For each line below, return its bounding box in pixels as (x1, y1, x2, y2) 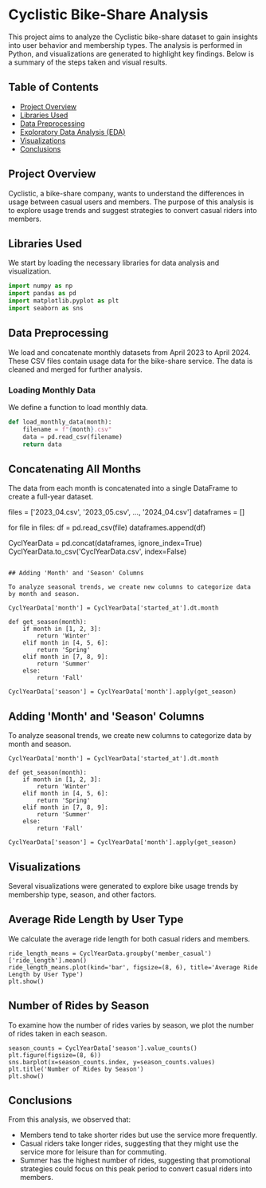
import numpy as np (8, 282, 73, 290)
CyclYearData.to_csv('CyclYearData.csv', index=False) (8, 547, 187, 556)
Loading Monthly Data (8, 385, 96, 396)
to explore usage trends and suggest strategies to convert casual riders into (8, 205, 257, 215)
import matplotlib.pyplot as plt (8, 297, 119, 305)
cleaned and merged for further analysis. (8, 365, 143, 374)
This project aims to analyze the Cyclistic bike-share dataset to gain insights (8, 32, 259, 41)
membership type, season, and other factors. (8, 890, 157, 899)
